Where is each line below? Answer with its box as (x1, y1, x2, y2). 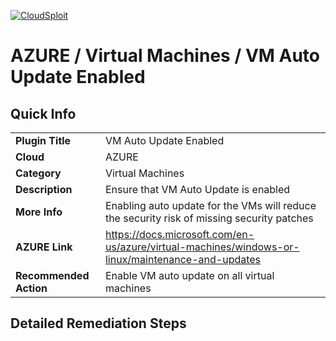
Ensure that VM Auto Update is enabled (104, 183, 291, 196)
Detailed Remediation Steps (10, 315, 187, 332)
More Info (15, 205, 63, 219)
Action (15, 281, 48, 295)
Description (15, 183, 73, 196)
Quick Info (10, 105, 77, 122)
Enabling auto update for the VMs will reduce (104, 199, 317, 212)
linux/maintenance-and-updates (104, 253, 262, 266)
